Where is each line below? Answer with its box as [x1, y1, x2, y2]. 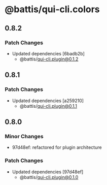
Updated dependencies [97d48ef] [12, 169, 84, 175]
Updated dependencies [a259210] [12, 98, 84, 104]
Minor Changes [5, 133, 44, 140]
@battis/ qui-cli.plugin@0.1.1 [19, 103, 77, 109]
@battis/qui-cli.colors [5, 4, 100, 15]
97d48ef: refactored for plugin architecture [12, 144, 102, 150]
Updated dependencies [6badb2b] [12, 50, 85, 56]
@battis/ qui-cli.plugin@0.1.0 [19, 174, 79, 180]
